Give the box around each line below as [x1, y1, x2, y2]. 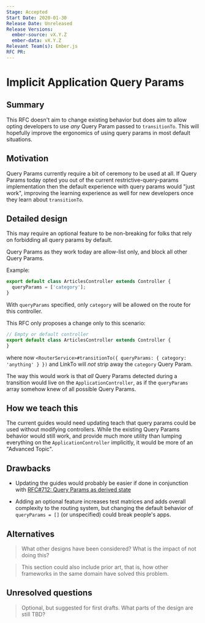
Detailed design [6, 213, 68, 224]
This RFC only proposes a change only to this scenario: [6, 320, 146, 327]
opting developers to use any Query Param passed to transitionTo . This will [6, 122, 199, 130]
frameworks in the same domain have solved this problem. [21, 570, 170, 578]
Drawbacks [6, 463, 51, 473]
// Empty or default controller [6, 331, 89, 338]
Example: [6, 266, 30, 274]
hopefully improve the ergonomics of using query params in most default [6, 129, 191, 136]
